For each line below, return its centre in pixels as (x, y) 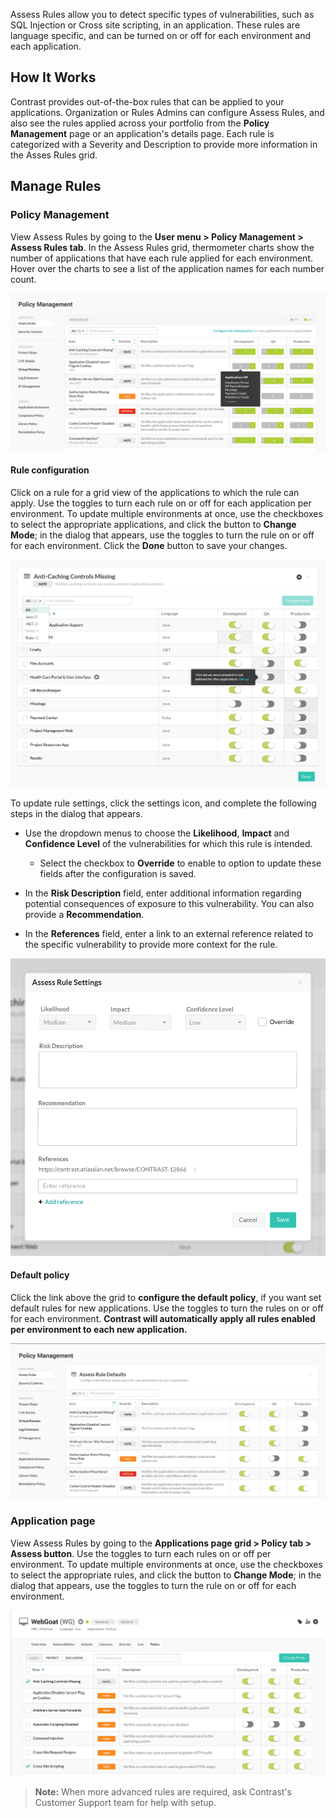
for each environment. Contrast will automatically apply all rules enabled (163, 1318)
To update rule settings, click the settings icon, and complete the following (163, 803)
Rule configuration (50, 470)
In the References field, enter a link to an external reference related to (169, 934)
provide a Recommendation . (84, 915)
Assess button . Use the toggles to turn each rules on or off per (141, 1553)
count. (23, 279)
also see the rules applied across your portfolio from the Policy (140, 123)
